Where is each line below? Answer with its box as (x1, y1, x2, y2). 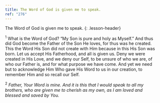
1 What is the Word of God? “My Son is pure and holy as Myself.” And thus (5, 35, 153, 41)
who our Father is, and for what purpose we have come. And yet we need (5, 62, 152, 67)
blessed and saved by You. (5, 92, 59, 98)
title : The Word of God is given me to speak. (5, 7, 101, 12)
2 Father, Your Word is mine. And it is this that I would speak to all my (5, 81, 144, 88)
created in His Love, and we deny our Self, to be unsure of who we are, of (5, 56, 153, 62)
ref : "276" (5, 12, 27, 17)
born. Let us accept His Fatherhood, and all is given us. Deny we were (5, 51, 145, 57)
